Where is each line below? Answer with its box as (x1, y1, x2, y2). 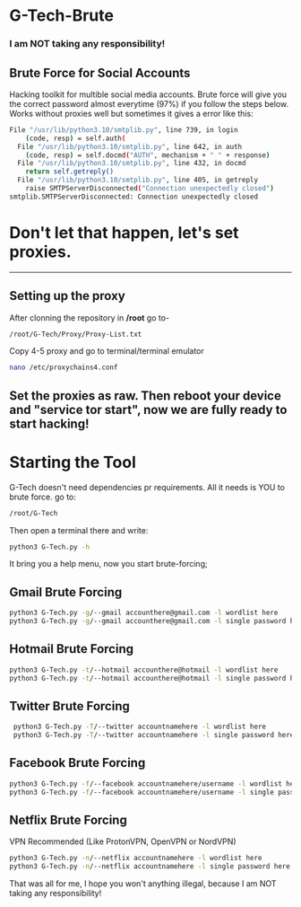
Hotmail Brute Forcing (9, 641, 134, 656)
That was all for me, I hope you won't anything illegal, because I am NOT (9, 878, 277, 889)
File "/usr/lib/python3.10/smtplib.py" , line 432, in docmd (17, 159, 246, 168)
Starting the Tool (9, 452, 137, 472)
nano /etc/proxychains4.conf (9, 363, 118, 373)
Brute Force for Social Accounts (9, 65, 191, 81)
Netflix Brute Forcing (9, 813, 127, 828)
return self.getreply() (25, 167, 115, 176)
